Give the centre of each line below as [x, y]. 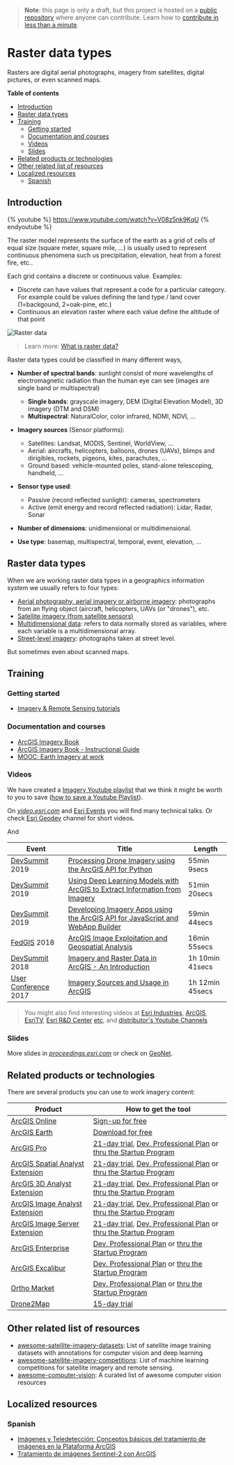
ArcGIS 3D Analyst [41, 1184]
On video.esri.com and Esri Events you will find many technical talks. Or [110, 810]
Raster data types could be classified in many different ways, [95, 359]
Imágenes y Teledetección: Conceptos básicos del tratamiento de [111, 1439]
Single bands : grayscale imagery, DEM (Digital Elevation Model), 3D [125, 401]
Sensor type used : [44, 486]
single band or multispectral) [58, 388]
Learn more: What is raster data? [71, 346]
